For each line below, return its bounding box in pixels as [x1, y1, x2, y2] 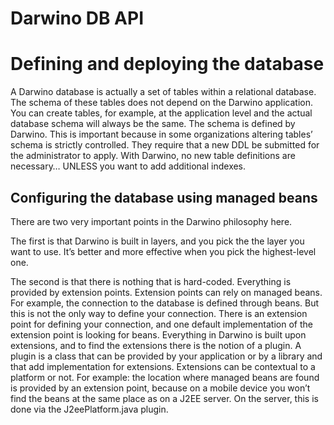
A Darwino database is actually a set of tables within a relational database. [10, 86, 317, 98]
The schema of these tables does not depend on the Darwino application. [10, 97, 313, 109]
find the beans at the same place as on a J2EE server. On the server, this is [10, 392, 319, 404]
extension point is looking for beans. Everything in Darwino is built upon [10, 328, 307, 341]
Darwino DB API [10, 7, 145, 30]
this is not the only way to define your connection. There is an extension [10, 307, 308, 319]
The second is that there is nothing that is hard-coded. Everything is [10, 275, 292, 287]
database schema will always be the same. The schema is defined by [10, 118, 296, 130]
